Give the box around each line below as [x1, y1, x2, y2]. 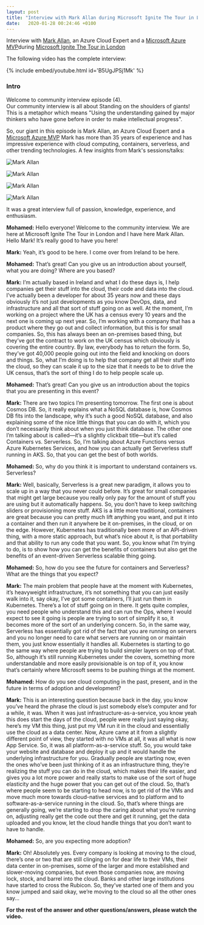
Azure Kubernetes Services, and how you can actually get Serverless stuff [6, 444, 192, 452]
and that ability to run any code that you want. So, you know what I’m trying [6, 539, 195, 546]
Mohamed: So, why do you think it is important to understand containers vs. [6, 462, 197, 470]
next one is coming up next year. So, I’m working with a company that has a [6, 317, 195, 324]
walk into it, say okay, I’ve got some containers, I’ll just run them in [6, 595, 172, 602]
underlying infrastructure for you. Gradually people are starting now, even [6, 754, 191, 761]
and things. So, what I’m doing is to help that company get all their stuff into [6, 356, 195, 363]
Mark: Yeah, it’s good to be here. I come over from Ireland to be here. [6, 248, 180, 256]
